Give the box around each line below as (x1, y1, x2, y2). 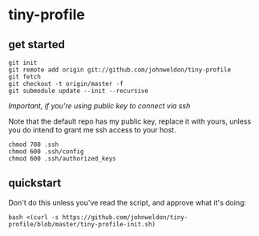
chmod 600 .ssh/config (8, 148, 84, 156)
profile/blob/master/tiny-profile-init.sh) (8, 220, 156, 228)
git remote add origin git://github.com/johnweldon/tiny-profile (8, 66, 231, 74)
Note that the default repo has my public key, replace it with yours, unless (8, 116, 252, 126)
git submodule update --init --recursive (8, 87, 149, 95)
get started (8, 38, 66, 51)
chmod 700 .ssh (8, 140, 59, 149)
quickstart (8, 177, 62, 190)
